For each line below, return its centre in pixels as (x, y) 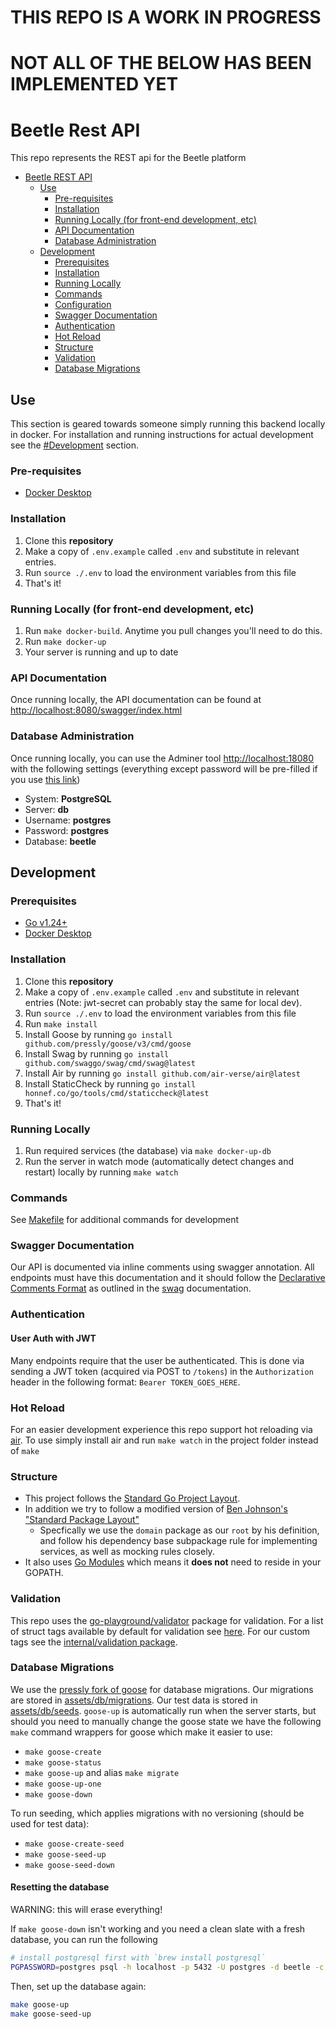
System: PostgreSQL (68, 798)
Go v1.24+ (46, 923)
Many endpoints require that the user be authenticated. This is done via (157, 1360)
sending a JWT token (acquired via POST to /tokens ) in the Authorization (162, 1371)
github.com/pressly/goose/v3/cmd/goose (108, 1044)
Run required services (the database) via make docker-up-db (148, 1150)
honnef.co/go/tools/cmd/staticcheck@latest (117, 1093)
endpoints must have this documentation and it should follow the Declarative (168, 1278)
